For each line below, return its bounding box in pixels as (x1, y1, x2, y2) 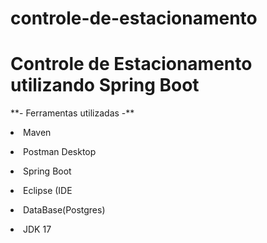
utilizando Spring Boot (10, 74, 200, 97)
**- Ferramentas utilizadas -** (10, 107, 135, 119)
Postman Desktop (23, 146, 97, 158)
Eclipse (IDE (23, 185, 73, 197)
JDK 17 (23, 223, 52, 236)
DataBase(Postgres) (23, 204, 106, 216)
